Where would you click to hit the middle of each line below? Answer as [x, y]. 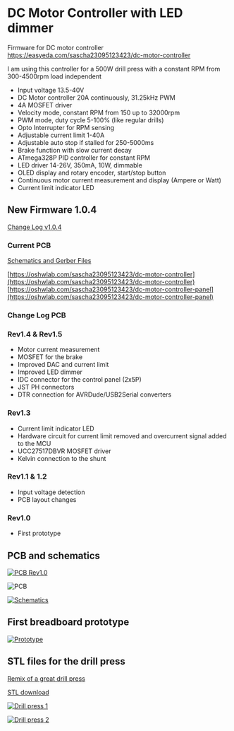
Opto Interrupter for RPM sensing [66, 127]
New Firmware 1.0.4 [52, 210]
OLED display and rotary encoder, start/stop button [92, 172]
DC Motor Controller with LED [95, 13]
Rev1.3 [19, 413]
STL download [28, 692]
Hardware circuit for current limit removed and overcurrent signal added [122, 435]
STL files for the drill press [66, 661]
